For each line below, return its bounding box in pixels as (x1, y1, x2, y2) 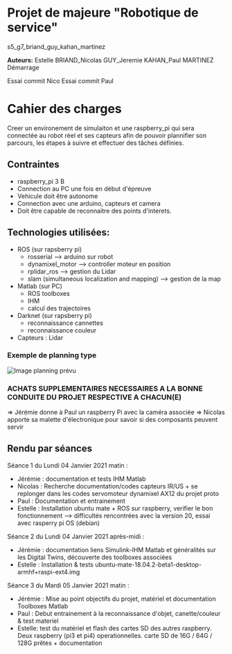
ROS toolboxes (27, 289, 71, 297)
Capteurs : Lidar (17, 333, 64, 342)
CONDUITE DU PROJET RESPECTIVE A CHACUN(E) (7, 392, 182, 402)
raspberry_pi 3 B (17, 177, 64, 185)
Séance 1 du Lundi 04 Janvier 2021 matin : (7, 461, 128, 469)
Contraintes (7, 159, 60, 170)
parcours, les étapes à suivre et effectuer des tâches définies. (7, 139, 184, 147)
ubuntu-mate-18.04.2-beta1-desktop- (94, 560, 202, 569)
